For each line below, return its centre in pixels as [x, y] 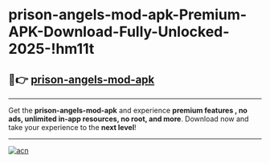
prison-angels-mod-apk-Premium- [128, 15]
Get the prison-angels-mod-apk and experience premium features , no [128, 110]
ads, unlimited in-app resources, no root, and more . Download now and [129, 119]
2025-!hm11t [51, 49]
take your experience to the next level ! [72, 127]
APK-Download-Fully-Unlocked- [119, 32]
